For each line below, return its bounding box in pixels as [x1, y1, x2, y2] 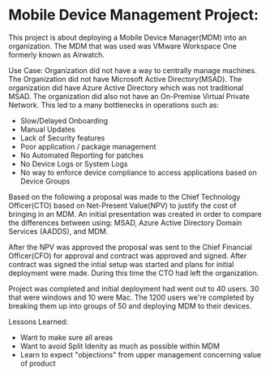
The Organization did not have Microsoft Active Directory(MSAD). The [8, 74, 242, 84]
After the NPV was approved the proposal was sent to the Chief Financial [8, 242, 253, 252]
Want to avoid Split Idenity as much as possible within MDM [19, 341, 221, 351]
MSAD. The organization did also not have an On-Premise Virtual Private [8, 91, 250, 101]
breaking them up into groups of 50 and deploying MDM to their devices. [8, 300, 252, 310]
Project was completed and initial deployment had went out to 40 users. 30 [8, 283, 259, 293]
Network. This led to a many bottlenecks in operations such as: [8, 100, 220, 110]
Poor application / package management [19, 141, 156, 151]
